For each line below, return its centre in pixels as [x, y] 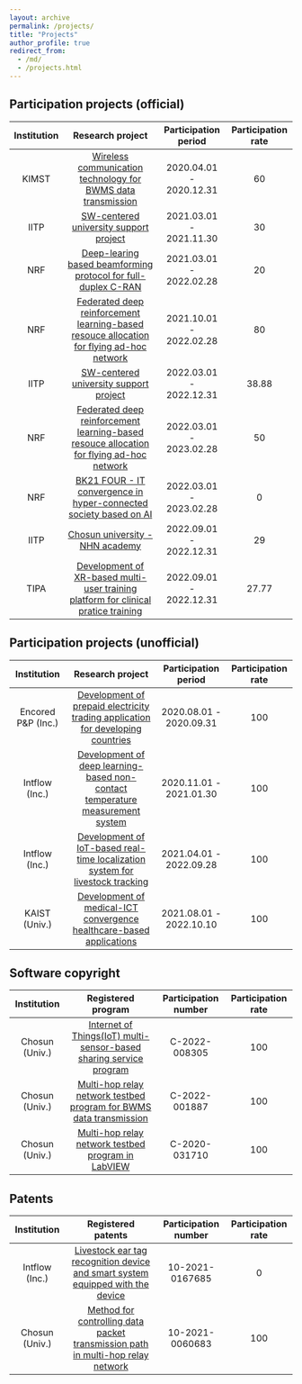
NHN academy [111, 546]
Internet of [111, 1025]
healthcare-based [111, 930]
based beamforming [110, 264]
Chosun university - [110, 534]
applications [111, 941]
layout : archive [40, 18]
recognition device [111, 1262]
